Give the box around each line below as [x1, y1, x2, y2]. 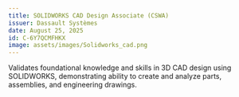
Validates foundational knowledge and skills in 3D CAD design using [8, 63, 232, 72]
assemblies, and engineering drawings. [8, 80, 138, 90]
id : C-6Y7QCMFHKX [8, 33, 66, 42]
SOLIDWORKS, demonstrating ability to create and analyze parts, [8, 72, 222, 81]
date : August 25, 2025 [8, 26, 84, 34]
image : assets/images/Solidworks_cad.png [8, 41, 148, 49]
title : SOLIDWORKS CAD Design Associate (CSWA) [8, 11, 170, 20]
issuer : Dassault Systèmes [8, 19, 98, 27]
